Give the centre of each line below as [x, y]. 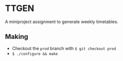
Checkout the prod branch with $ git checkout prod [64, 48]
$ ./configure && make [35, 54]
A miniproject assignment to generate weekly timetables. [62, 22]
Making [16, 37]
